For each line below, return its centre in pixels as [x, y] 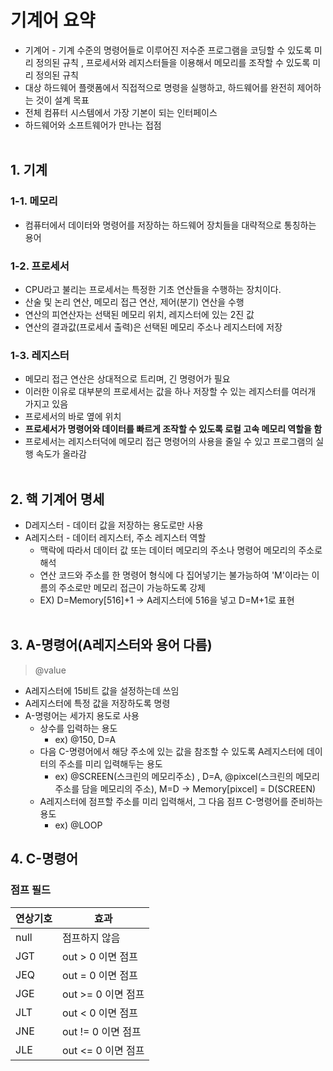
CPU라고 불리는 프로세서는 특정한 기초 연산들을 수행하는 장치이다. [153, 289]
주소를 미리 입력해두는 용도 [110, 763]
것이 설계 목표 [62, 100]
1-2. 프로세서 [40, 266]
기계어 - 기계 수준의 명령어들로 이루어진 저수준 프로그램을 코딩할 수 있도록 [168, 50]
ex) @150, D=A [85, 739]
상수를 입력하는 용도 [78, 728]
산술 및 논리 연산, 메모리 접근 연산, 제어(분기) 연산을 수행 [134, 302]
